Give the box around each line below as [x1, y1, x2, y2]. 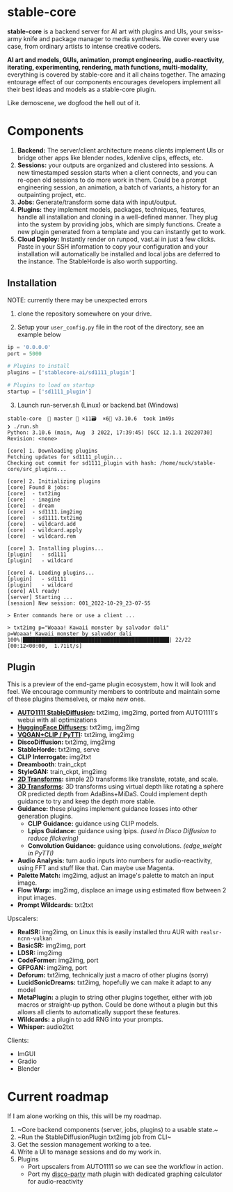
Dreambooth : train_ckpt [17, 760, 87, 768]
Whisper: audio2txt [17, 1022, 74, 1031]
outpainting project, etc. [17, 190, 86, 199]
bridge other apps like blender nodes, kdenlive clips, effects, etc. [17, 153, 204, 162]
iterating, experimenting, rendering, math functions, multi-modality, [7, 63, 209, 71]
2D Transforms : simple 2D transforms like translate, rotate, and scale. [17, 775, 218, 783]
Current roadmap [7, 1088, 109, 1104]
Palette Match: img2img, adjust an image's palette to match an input [17, 871, 214, 879]
